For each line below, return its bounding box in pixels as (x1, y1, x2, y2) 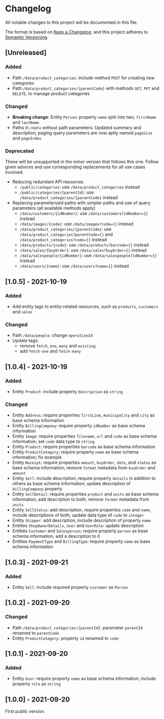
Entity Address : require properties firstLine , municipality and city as (12, 412, 155, 418)
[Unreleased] (5, 49, 47, 57)
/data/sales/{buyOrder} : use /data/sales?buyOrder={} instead (19, 247, 147, 253)
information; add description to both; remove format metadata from (12, 496, 149, 503)
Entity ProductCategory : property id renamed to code (12, 635, 119, 641)
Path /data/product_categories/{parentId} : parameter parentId (12, 624, 143, 630)
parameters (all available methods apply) (12, 205, 95, 211)
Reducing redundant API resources (12, 179, 84, 185)
